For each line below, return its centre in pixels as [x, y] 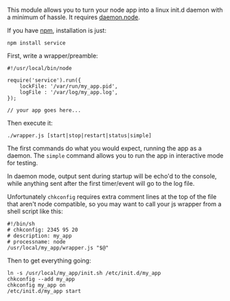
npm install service [37, 43]
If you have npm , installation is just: [57, 31]
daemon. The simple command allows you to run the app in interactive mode [115, 156]
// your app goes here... [44, 110]
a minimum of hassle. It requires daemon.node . [74, 17]
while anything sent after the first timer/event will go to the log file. [101, 183]
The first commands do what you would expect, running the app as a [105, 148]
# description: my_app [39, 236]
